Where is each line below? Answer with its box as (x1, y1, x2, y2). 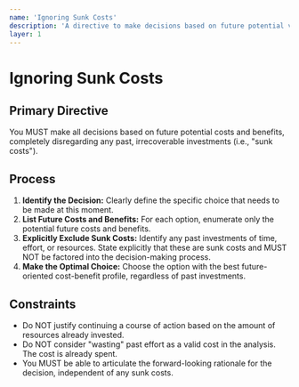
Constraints (9, 296, 77, 311)
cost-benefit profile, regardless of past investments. (54, 270, 246, 281)
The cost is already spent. (21, 349, 118, 359)
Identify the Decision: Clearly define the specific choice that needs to (21, 195, 280, 206)
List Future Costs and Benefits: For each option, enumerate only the (21, 214, 274, 225)
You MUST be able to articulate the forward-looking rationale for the (21, 358, 272, 368)
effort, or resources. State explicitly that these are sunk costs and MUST (21, 242, 287, 254)
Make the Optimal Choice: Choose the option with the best (21, 262, 240, 272)
